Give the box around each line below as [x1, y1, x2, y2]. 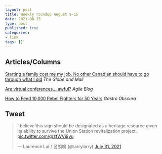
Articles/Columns [5, 58, 61, 66]
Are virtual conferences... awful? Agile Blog [5, 86, 93, 92]
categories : [5, 30, 30, 35]
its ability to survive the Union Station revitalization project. [17, 128, 137, 134]
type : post [5, 21, 28, 26]
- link [5, 35, 19, 40]
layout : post [5, 7, 32, 12]
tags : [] [5, 40, 23, 45]
